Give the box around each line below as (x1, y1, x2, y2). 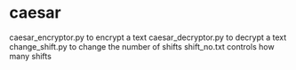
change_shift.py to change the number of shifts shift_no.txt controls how (9, 41, 275, 51)
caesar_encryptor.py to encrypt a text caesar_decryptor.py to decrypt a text (9, 32, 287, 43)
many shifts (9, 51, 52, 61)
